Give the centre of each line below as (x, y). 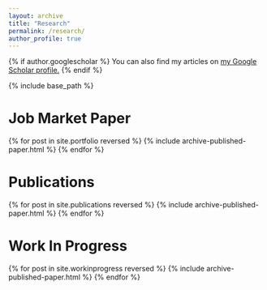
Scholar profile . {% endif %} (56, 70)
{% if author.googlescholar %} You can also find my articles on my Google (133, 62)
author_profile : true (45, 38)
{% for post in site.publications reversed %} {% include (101, 205)
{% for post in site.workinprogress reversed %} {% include (107, 269)
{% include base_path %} (51, 86)
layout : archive (36, 16)
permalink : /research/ (47, 31)
